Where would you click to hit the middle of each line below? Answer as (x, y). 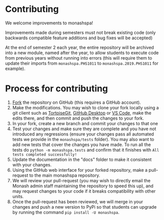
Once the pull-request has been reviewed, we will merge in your (78, 202)
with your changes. (32, 164)
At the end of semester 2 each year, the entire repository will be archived (80, 47)
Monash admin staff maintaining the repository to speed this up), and (83, 186)
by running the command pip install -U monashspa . (66, 212)
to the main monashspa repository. (65, 175)
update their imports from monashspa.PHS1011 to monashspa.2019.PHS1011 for (82, 63)
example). (15, 69)
